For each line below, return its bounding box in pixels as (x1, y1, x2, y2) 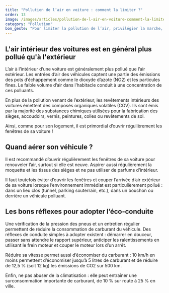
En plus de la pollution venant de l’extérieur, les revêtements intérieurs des (5, 97, 159, 103)
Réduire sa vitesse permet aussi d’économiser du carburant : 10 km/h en (5, 252, 155, 258)
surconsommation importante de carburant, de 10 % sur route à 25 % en (5, 277, 156, 283)
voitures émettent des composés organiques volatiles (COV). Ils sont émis (5, 102, 158, 108)
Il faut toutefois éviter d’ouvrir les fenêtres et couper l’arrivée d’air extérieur (5, 177, 160, 183)
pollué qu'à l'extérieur (5, 52, 76, 61)
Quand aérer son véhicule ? (5, 143, 93, 152)
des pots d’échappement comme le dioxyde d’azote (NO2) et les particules (5, 77, 160, 83)
